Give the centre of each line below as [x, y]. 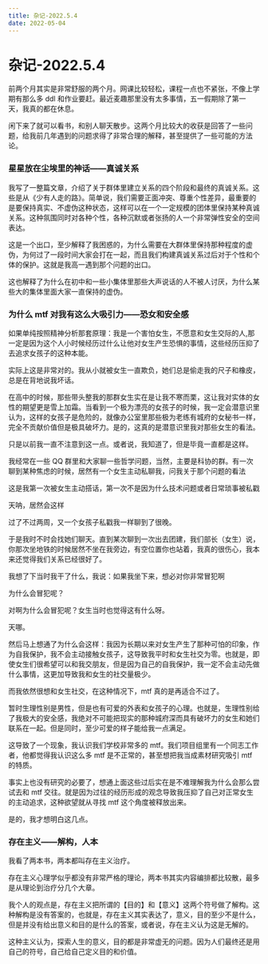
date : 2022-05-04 [37, 23]
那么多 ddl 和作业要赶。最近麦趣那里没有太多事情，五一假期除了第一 [134, 99]
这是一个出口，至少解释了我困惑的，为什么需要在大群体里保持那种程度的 [127, 244]
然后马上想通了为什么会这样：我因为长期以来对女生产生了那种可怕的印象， [130, 644]
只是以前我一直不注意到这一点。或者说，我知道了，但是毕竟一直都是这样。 [130, 444]
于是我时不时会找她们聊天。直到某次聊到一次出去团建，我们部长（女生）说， [134, 539]
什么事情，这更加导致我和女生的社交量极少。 [82, 674]
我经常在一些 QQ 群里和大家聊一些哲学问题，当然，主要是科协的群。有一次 [131, 462]
